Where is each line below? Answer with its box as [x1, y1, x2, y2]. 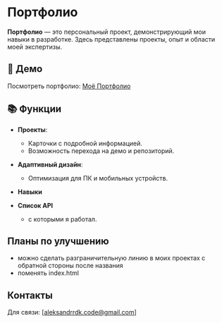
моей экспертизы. [7, 42, 63, 51]
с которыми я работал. [27, 214, 97, 223]
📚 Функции [7, 103, 62, 115]
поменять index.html [17, 269, 80, 277]
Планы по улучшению [7, 235, 109, 247]
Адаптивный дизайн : [17, 160, 83, 169]
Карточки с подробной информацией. [27, 139, 142, 147]
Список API [17, 201, 54, 209]
